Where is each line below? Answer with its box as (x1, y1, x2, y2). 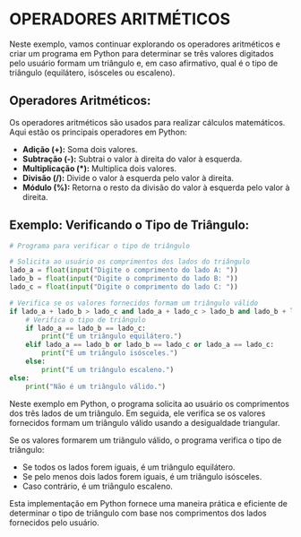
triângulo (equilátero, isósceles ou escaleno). (9, 67, 176, 78)
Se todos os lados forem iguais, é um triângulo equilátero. (21, 462, 236, 472)
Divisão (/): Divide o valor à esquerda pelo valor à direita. (21, 172, 235, 183)
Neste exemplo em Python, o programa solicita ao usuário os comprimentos (9, 398, 289, 409)
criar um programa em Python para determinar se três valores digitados (9, 48, 274, 58)
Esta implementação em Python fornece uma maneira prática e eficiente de (9, 498, 288, 508)
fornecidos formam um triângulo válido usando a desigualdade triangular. (9, 417, 280, 428)
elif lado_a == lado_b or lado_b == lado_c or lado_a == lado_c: (25, 341, 275, 350)
